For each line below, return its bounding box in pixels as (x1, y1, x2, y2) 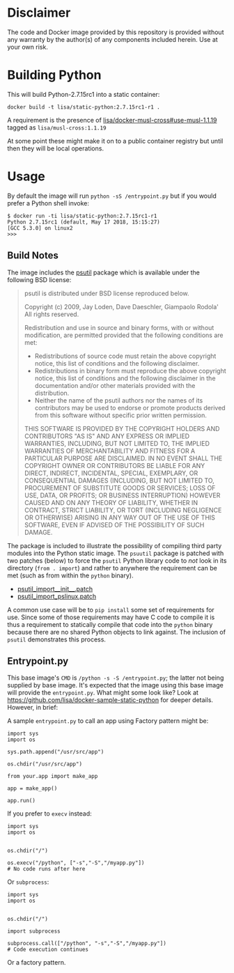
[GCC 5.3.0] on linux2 (7, 224, 73, 231)
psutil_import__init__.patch (17, 584, 93, 593)
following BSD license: (7, 275, 72, 283)
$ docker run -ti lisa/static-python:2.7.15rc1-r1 (7, 212, 157, 219)
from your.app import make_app (7, 773, 98, 780)
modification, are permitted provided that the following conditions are (24, 331, 224, 339)
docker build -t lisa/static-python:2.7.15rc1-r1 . (7, 103, 160, 111)
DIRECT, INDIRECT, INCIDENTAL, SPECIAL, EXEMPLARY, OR (24, 469, 198, 477)
